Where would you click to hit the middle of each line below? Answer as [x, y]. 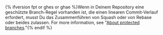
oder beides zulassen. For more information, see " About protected [72, 22]
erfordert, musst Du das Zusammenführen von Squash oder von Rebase [79, 17]
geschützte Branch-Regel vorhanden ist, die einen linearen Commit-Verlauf [81, 12]
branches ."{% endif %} [29, 28]
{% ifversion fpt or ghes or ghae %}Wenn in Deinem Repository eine [75, 7]
